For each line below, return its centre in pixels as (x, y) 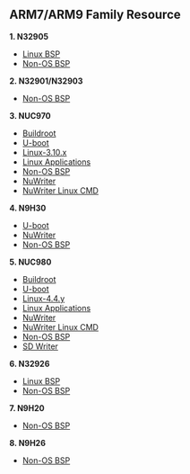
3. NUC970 (30, 115)
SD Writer (40, 346)
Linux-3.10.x (44, 152)
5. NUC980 (30, 262)
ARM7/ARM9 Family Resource (95, 15)
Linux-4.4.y (43, 298)
